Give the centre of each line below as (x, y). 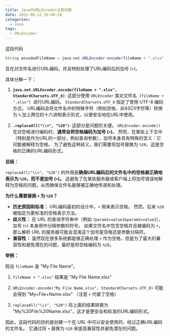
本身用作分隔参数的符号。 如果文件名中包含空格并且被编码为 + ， (96, 225)
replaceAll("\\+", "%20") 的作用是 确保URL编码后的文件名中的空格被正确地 (84, 172)
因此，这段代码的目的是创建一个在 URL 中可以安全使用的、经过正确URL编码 (84, 322)
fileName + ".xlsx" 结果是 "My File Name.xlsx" (62, 277)
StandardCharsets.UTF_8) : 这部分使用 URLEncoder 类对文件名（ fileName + (88, 95)
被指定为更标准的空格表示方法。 (46, 213)
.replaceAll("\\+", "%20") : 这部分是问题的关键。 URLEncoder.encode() (87, 125)
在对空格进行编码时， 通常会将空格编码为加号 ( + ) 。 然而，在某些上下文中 (88, 131)
